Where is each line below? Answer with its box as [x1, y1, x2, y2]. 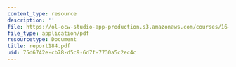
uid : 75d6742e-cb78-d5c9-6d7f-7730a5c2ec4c [7, 50, 137, 57]
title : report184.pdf [7, 43, 71, 50]
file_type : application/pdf [7, 29, 90, 37]
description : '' [7, 17, 55, 24]
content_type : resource [7, 10, 77, 17]
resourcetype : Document [7, 36, 77, 43]
